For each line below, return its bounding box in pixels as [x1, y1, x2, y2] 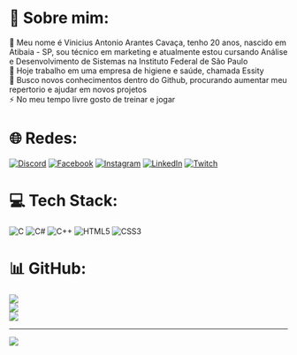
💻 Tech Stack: [9, 191, 118, 211]
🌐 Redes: [9, 128, 78, 148]
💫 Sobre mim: [9, 8, 110, 28]
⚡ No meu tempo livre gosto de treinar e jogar [9, 94, 176, 104]
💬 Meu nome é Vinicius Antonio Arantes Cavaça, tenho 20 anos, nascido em [9, 37, 287, 48]
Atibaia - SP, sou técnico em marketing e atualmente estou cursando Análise [9, 46, 288, 57]
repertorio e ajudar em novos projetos [9, 84, 148, 94]
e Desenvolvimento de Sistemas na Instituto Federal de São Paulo [9, 56, 248, 66]
